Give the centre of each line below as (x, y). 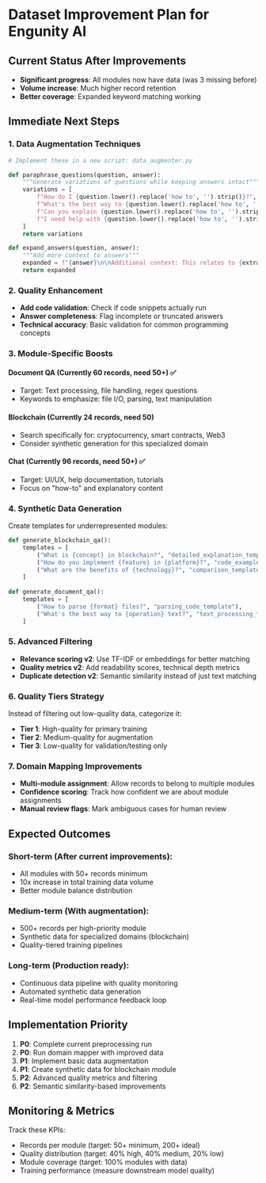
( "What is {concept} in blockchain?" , (101, 555)
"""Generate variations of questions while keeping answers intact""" (141, 182)
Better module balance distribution (76, 890)
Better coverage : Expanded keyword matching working (110, 96)
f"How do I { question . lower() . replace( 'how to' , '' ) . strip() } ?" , (147, 197)
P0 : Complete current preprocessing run (86, 1043)
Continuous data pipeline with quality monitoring (99, 983)
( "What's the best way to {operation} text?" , (115, 614)
